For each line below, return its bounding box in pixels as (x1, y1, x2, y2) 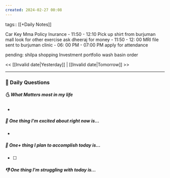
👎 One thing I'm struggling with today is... (5, 167, 96, 173)
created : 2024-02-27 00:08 (5, 7, 62, 13)
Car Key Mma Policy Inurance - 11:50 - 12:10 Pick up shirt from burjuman (5, 31, 156, 37)
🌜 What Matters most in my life (5, 92, 73, 98)
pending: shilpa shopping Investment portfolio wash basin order (5, 52, 138, 58)
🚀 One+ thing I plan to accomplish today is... (5, 142, 101, 148)
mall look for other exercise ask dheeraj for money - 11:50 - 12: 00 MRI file (5, 36, 159, 42)
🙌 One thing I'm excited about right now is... (5, 118, 100, 124)
